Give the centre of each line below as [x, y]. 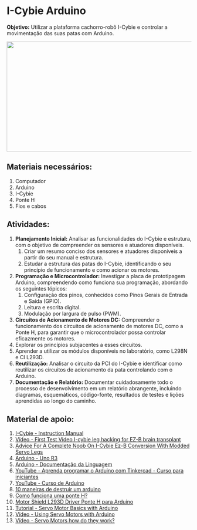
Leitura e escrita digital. [52, 307]
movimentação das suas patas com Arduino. [60, 33]
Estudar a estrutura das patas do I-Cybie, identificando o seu [98, 264]
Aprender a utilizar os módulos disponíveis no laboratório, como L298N [101, 351]
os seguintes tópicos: [41, 288]
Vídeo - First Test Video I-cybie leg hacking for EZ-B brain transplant [98, 440]
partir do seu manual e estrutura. [64, 257]
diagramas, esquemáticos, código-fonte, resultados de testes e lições [99, 394]
